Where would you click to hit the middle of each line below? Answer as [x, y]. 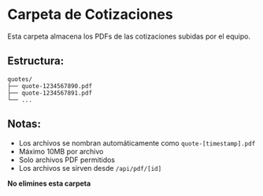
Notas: [24, 124]
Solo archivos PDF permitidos [67, 160]
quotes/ [20, 79]
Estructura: [36, 61]
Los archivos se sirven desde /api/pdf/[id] [90, 168]
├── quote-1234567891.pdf [50, 93]
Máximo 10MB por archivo [61, 151]
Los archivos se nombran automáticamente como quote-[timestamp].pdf [137, 142]
